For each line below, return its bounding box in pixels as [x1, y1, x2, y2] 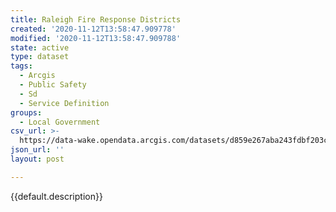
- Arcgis [19, 71, 56, 81]
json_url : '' [10, 145, 65, 155]
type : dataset [10, 52, 70, 62]
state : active [10, 42, 70, 53]
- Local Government [19, 117, 101, 127]
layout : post [10, 154, 65, 164]
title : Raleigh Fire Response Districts [10, 14, 182, 25]
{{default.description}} [10, 190, 103, 202]
